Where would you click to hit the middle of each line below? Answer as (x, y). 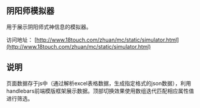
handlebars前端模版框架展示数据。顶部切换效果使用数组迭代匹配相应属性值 (100, 91)
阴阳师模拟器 (30, 11)
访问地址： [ (22, 40)
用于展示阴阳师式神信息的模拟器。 (49, 27)
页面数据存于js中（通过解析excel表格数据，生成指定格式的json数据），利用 (99, 83)
